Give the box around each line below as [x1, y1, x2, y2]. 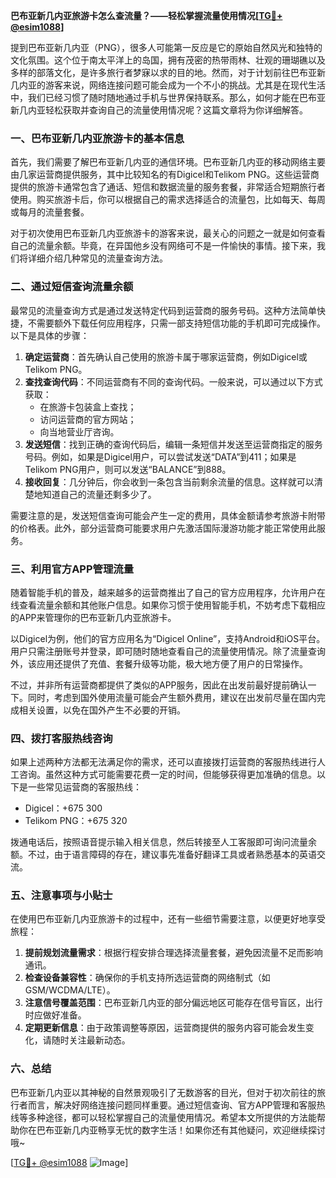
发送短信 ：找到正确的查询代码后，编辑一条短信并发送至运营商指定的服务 [24, 438, 323, 450]
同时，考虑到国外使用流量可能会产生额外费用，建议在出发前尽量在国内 [27, 691, 317, 703]
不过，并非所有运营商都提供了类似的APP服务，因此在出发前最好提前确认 [10, 679, 308, 691]
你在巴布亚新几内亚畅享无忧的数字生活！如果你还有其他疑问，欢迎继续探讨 [18, 1124, 326, 1136]
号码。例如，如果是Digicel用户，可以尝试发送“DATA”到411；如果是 [24, 450, 297, 463]
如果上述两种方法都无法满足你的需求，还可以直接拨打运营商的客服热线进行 [10, 756, 317, 768]
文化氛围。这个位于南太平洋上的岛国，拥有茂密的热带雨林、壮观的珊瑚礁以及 [10, 54, 326, 66]
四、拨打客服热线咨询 [10, 731, 113, 745]
